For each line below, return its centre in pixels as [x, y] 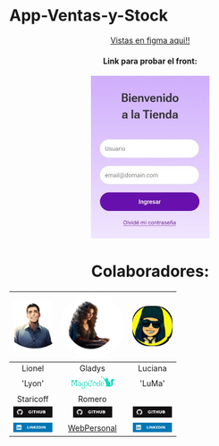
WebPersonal [93, 428]
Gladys [92, 368]
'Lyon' [33, 383]
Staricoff [33, 399]
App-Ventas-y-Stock [88, 16]
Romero [92, 399]
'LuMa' [152, 383]
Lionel [33, 368]
